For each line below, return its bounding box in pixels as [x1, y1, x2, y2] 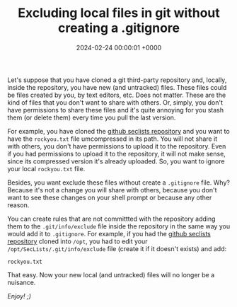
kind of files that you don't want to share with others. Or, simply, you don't [7, 98, 224, 107]
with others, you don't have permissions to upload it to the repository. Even [7, 141, 226, 150]
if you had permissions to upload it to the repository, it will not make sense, [7, 149, 226, 158]
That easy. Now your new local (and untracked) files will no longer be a [7, 270, 215, 279]
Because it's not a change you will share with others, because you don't [7, 185, 217, 194]
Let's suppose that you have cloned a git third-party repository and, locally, [7, 76, 227, 84]
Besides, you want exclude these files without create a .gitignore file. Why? [7, 178, 230, 187]
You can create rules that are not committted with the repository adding [7, 214, 216, 223]
